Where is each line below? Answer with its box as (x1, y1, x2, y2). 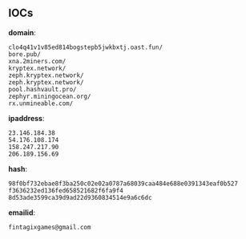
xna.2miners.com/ (8, 57, 67, 65)
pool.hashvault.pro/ (8, 85, 78, 93)
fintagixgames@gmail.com (8, 223, 91, 231)
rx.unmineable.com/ (8, 99, 74, 107)
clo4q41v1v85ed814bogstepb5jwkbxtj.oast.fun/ (8, 43, 163, 51)
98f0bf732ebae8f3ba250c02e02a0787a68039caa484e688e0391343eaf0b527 (8, 180, 239, 188)
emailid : (8, 208, 36, 217)
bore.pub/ (8, 50, 42, 59)
